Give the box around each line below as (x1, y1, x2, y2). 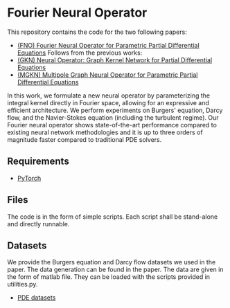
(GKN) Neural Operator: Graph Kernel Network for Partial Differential (17, 55, 213, 64)
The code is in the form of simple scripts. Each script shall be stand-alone (7, 212, 218, 221)
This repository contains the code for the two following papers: (7, 28, 187, 36)
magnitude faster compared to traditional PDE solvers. (7, 135, 162, 143)
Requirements (7, 156, 69, 167)
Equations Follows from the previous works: (17, 48, 143, 57)
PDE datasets (17, 293, 56, 302)
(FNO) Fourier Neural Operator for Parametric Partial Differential (17, 41, 200, 49)
